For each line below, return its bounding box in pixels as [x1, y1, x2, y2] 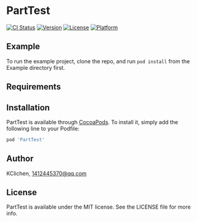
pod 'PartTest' [6, 136, 45, 143]
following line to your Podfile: [6, 125, 80, 132]
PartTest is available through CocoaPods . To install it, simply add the [6, 118, 179, 125]
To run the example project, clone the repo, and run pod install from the [6, 57, 190, 64]
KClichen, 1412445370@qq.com [6, 170, 87, 177]
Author [6, 153, 34, 164]
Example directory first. [6, 64, 65, 71]
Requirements [6, 82, 61, 92]
